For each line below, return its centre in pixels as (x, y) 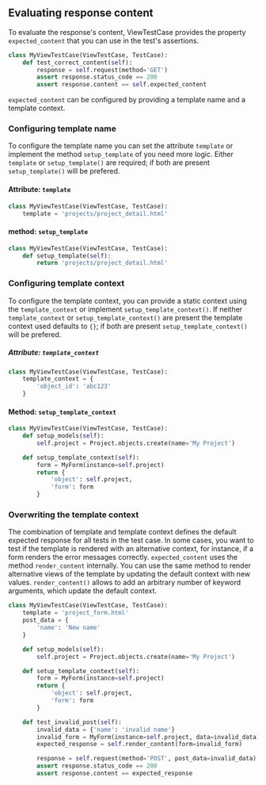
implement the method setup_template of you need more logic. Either (121, 155)
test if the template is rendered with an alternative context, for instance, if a (131, 549)
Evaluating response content (81, 13)
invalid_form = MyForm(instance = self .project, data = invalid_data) (148, 737)
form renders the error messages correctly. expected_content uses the (123, 557)
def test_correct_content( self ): (78, 63)
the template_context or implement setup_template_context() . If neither (125, 309)
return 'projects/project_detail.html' (103, 263)
